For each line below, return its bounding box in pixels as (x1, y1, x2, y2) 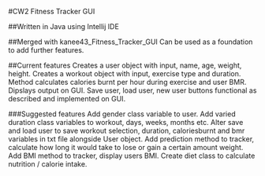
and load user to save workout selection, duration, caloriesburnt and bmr (8, 126, 245, 135)
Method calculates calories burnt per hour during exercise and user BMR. (8, 78, 247, 86)
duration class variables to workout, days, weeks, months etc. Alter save (8, 118, 244, 126)
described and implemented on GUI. (8, 94, 126, 103)
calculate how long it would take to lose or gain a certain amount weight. (8, 143, 244, 152)
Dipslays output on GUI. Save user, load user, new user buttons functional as (8, 86, 257, 95)
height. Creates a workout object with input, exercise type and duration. (8, 69, 241, 78)
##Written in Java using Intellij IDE (8, 22, 120, 31)
